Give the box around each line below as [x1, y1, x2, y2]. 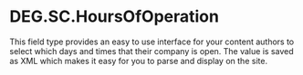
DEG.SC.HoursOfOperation [9, 6, 219, 27]
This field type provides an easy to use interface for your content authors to [9, 36, 295, 47]
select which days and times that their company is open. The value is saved [9, 45, 294, 56]
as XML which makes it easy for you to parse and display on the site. [9, 55, 267, 66]
